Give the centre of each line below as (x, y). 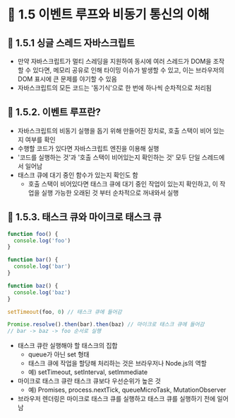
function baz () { (33, 286)
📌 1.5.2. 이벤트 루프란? (54, 112)
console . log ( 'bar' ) (42, 266)
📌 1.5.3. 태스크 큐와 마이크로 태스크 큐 (85, 217)
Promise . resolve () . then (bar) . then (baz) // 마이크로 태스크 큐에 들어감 (106, 324)
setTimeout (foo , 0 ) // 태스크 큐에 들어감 (65, 312)
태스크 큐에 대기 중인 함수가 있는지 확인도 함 (78, 175)
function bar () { (33, 260)
